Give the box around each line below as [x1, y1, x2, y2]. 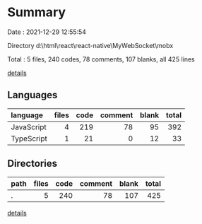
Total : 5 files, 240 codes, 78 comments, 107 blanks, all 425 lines [7, 54, 196, 64]
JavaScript [11, 122, 47, 131]
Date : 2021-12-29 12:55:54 [7, 28, 87, 36]
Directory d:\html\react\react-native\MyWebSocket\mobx [7, 41, 174, 49]
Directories [7, 158, 58, 170]
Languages [7, 89, 58, 101]
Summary [7, 4, 66, 20]
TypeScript [11, 134, 47, 143]
